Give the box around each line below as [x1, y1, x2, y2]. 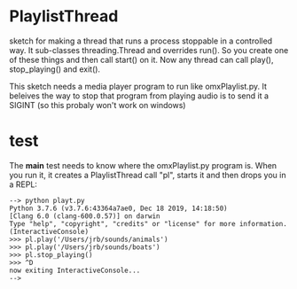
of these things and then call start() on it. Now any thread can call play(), [9, 54, 274, 65]
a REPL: [9, 179, 38, 190]
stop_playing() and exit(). [9, 64, 100, 74]
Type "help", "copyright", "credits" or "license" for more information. [9, 219, 288, 228]
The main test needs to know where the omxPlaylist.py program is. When [9, 160, 277, 170]
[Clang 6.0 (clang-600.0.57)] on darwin [9, 211, 161, 221]
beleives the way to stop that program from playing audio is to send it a [9, 90, 269, 101]
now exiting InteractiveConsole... [9, 266, 141, 275]
